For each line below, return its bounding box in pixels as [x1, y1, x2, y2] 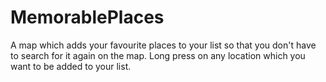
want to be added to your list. [10, 60, 132, 72]
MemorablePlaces [10, 6, 165, 29]
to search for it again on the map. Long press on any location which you [10, 49, 306, 61]
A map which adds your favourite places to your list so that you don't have [10, 39, 317, 51]
